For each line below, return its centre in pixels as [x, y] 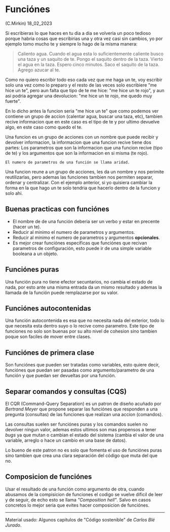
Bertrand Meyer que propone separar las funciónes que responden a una [81, 409]
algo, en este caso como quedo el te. [44, 127]
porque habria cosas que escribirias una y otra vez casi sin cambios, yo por [84, 38]
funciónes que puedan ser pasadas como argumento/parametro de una [80, 370]
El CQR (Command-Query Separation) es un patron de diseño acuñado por [83, 404]
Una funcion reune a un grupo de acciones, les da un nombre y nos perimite [85, 172]
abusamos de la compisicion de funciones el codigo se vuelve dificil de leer [84, 494]
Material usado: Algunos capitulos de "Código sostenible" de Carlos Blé [80, 519]
